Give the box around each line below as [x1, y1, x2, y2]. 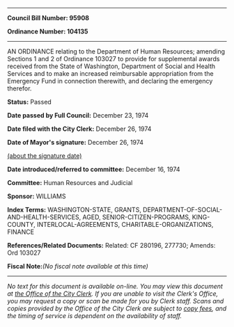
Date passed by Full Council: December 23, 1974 [7, 111, 149, 119]
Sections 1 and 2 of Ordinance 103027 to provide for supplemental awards [7, 55, 220, 63]
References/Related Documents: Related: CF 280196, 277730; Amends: [7, 241, 216, 249]
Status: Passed [7, 98, 52, 106]
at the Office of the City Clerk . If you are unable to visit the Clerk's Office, [7, 289, 219, 298]
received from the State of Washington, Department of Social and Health [7, 62, 216, 70]
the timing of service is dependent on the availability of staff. [7, 312, 182, 320]
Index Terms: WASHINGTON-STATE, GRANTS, [7, 206, 141, 214]
